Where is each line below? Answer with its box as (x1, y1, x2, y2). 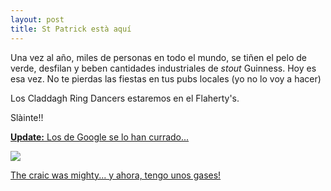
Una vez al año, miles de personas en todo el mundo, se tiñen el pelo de (10, 51, 307, 63)
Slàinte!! (10, 111, 44, 123)
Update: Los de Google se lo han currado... (10, 131, 190, 143)
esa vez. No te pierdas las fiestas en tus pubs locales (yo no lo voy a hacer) (10, 72, 322, 85)
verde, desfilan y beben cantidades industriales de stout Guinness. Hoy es (10, 62, 317, 74)
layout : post (10, 14, 65, 25)
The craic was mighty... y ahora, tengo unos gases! (10, 169, 222, 181)
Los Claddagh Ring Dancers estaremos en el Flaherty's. (10, 92, 240, 104)
